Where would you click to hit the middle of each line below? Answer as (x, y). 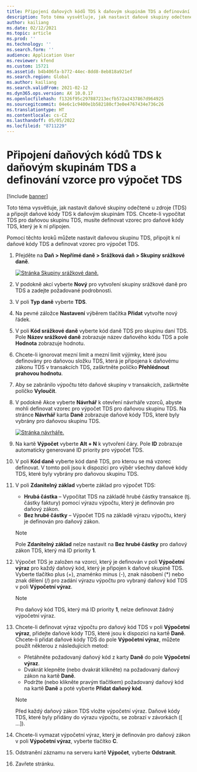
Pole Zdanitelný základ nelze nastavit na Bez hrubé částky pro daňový (101, 544)
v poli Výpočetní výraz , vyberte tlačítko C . (67, 741)
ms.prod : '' (21, 39)
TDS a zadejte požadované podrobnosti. (64, 290)
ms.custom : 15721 (28, 66)
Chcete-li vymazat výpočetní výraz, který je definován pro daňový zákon (103, 734)
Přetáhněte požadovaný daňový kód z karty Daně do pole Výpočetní (107, 657)
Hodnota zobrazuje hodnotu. (50, 343)
